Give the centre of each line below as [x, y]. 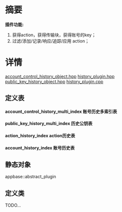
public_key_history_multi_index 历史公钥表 [49, 124]
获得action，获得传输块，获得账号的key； [54, 35]
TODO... [13, 205]
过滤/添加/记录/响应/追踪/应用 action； [51, 41]
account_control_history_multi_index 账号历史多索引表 [61, 111]
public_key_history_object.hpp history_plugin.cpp [54, 82]
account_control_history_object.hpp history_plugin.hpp [60, 76]
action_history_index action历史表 [40, 136]
